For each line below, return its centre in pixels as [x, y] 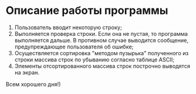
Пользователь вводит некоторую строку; [68, 27]
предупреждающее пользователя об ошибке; [74, 47]
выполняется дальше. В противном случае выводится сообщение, [101, 40]
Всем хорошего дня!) [33, 84]
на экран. [27, 72]
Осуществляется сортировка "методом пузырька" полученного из [102, 53]
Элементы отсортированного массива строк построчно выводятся [102, 66]
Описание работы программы [87, 11]
